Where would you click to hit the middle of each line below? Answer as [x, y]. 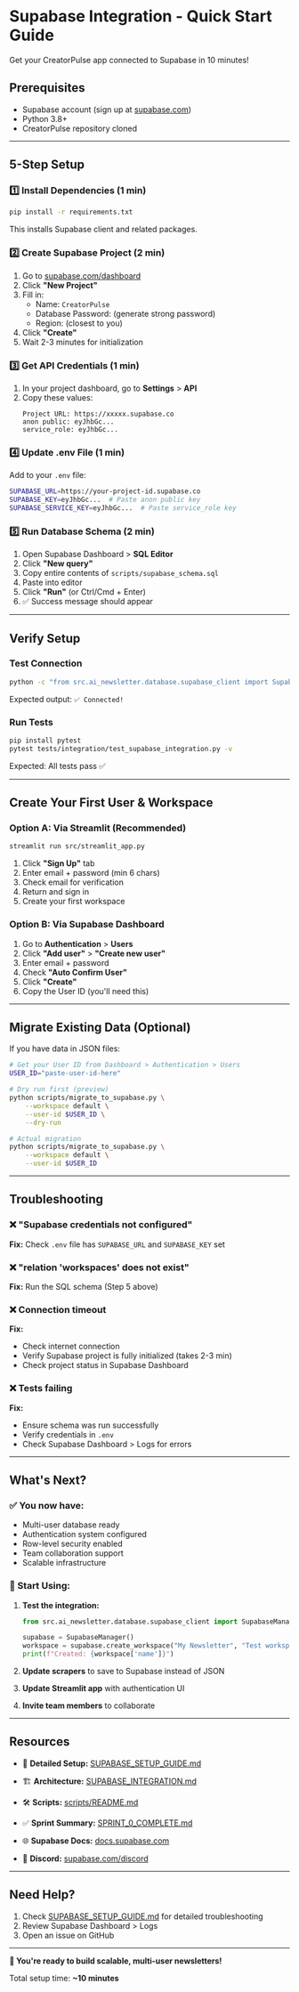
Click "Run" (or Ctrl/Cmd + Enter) [84, 592]
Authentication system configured [84, 1534]
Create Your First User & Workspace [111, 803]
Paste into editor [52, 583]
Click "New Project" [60, 285]
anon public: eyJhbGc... [68, 421]
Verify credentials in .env [68, 1434]
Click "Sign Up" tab [58, 863]
